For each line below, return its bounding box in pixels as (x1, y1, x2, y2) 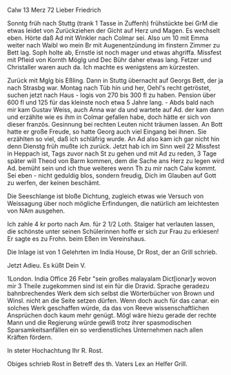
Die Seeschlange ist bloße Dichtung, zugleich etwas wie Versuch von (7, 192, 204, 200)
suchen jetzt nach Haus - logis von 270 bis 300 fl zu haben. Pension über (7, 91, 216, 99)
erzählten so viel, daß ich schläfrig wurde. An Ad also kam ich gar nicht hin (7, 135, 220, 143)
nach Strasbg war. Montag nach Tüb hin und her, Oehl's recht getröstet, (7, 84, 212, 92)
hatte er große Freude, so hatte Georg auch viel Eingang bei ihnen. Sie (7, 127, 207, 136)
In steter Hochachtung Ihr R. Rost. (7, 347, 103, 354)
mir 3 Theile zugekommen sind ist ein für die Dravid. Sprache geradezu (7, 282, 210, 290)
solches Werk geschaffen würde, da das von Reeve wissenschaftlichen (7, 304, 210, 312)
